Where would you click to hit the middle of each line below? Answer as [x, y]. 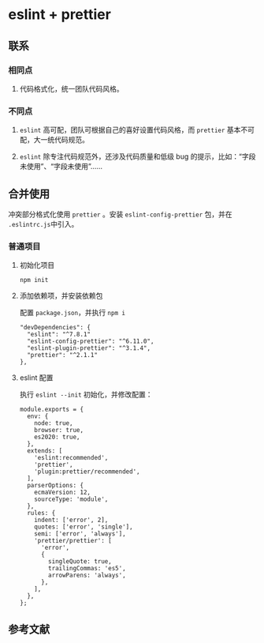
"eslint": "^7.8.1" [59, 335]
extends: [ [45, 451]
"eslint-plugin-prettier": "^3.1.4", [89, 348]
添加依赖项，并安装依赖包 [61, 296]
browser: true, [59, 431]
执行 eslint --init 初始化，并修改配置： [86, 395]
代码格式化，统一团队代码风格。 [71, 88]
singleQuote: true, [80, 562]
